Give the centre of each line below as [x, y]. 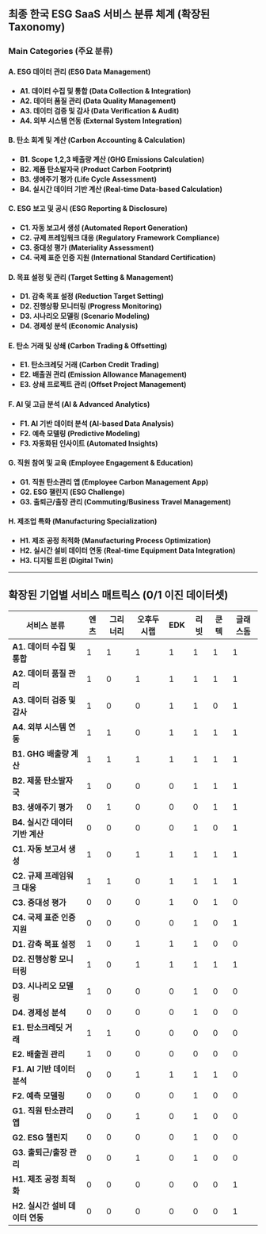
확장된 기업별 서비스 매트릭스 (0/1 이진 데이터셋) [118, 595]
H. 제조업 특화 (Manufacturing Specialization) [83, 521]
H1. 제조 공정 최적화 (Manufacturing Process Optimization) [115, 540]
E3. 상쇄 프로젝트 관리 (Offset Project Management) [103, 385]
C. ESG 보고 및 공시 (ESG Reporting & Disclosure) [88, 209]
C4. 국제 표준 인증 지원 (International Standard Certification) [118, 257]
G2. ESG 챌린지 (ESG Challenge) [72, 492]
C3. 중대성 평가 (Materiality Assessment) [87, 247]
